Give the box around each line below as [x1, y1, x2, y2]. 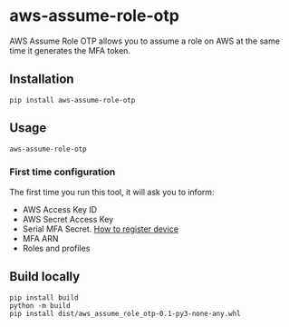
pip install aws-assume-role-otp [9, 95, 136, 104]
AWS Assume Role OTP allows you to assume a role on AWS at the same [9, 35, 281, 46]
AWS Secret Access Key [22, 213, 114, 224]
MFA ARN [22, 233, 59, 243]
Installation [9, 72, 74, 87]
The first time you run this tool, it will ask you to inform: [9, 186, 215, 197]
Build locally [9, 269, 81, 284]
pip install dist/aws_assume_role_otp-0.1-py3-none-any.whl [9, 309, 242, 318]
